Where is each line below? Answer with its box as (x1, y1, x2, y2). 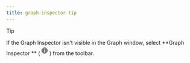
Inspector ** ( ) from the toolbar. (6, 49, 95, 57)
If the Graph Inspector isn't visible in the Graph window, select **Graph (6, 39, 185, 46)
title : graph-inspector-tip (6, 10, 77, 16)
